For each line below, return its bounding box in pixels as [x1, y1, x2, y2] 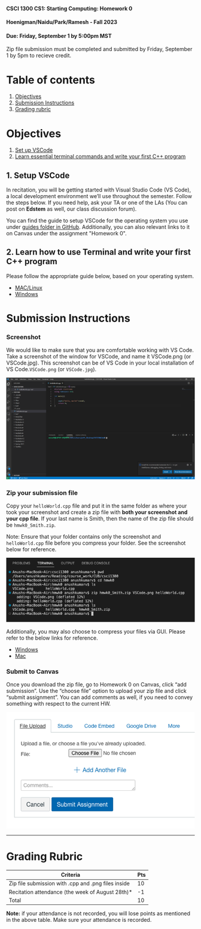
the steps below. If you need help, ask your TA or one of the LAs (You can [6, 199, 188, 207]
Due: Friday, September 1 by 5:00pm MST [6, 32, 112, 39]
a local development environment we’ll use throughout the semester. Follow [6, 193, 193, 200]
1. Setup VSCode [6, 170, 70, 180]
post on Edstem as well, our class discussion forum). [6, 205, 137, 213]
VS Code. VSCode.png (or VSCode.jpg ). [6, 366, 97, 373]
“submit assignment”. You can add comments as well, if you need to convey [6, 694, 193, 701]
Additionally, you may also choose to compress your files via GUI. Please [6, 628, 185, 635]
